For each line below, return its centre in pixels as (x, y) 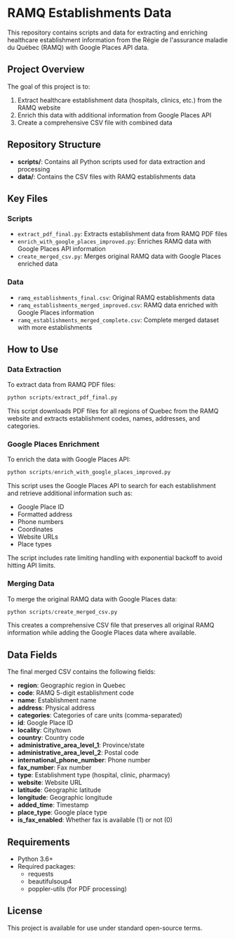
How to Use (33, 349)
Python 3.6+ (35, 859)
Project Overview (46, 69)
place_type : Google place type (62, 812)
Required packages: (46, 867)
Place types (34, 544)
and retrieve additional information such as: (70, 493)
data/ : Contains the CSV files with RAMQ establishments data (107, 177)
